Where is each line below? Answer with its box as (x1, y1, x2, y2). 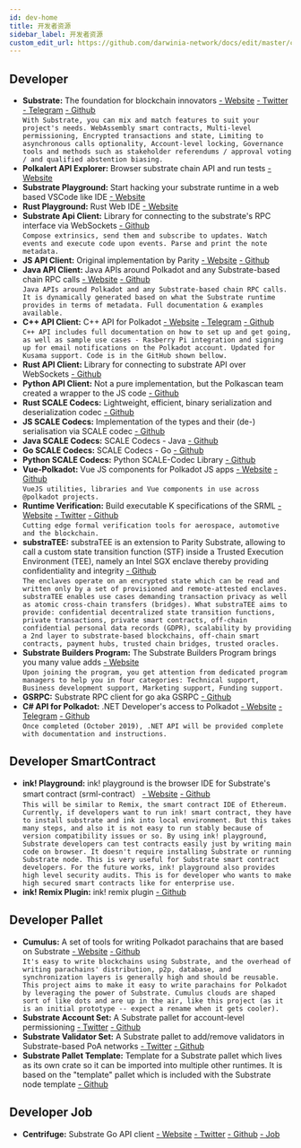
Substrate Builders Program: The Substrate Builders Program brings (21, 648, 277, 658)
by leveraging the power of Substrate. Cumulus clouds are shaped (21, 988, 276, 997)
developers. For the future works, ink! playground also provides (21, 863, 276, 872)
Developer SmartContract (9, 754, 157, 770)
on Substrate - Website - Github (21, 945, 141, 956)
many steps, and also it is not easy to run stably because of (21, 823, 264, 832)
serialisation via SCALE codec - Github (21, 426, 166, 437)
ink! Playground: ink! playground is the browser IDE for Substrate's (21, 778, 271, 788)
